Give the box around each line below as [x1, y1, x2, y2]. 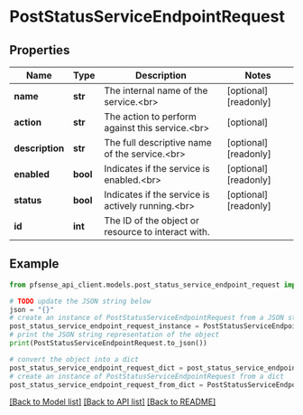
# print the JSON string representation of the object [9, 330, 220, 340]
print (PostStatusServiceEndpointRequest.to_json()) [9, 339, 207, 348]
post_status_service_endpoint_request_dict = [9, 363, 183, 373]
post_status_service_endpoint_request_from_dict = [9, 380, 204, 390]
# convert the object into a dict [9, 354, 140, 363]
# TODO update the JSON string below [9, 297, 151, 306]
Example [9, 256, 60, 272]
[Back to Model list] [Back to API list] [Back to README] [9, 396, 216, 408]
